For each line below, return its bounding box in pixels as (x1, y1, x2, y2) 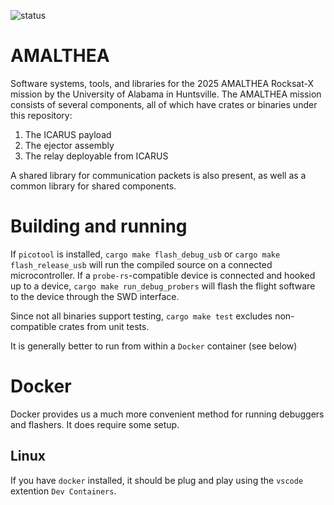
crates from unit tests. (58, 320, 150, 332)
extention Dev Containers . (10, 485, 117, 497)
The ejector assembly (24, 139, 115, 151)
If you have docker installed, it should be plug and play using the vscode (10, 474, 304, 486)
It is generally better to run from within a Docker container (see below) (10, 340, 298, 352)
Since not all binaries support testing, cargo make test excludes (10, 310, 273, 322)
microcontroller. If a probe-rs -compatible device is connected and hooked (10, 269, 316, 281)
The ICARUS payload (24, 128, 112, 140)
